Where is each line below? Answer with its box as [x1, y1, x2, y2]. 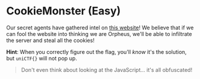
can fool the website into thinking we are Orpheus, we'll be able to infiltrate [6, 30, 192, 37]
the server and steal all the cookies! [6, 37, 95, 44]
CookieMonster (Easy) [6, 4, 121, 18]
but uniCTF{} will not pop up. [6, 54, 77, 62]
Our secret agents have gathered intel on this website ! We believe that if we [6, 24, 194, 31]
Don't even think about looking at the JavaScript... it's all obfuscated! [20, 66, 193, 73]
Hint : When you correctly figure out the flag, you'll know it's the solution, [6, 48, 187, 55]
